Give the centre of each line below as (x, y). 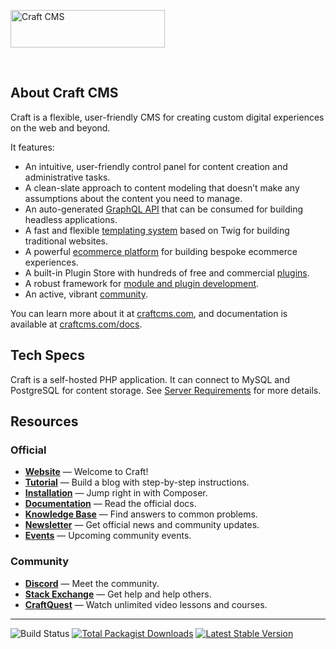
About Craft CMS (64, 93)
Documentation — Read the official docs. (110, 504)
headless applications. (71, 219)
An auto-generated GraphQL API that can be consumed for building (164, 209)
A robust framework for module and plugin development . (142, 283)
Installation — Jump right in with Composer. (116, 493)
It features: (32, 147)
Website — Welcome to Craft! (86, 472)
